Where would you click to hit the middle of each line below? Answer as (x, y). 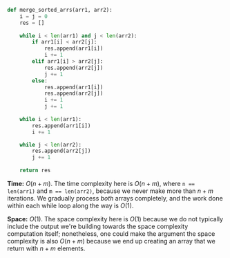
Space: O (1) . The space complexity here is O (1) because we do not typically (115, 219)
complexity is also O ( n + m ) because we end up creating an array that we (111, 241)
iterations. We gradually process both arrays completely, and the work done (115, 198)
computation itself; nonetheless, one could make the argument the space (111, 233)
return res (35, 170)
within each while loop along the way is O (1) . (70, 205)
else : (40, 81)
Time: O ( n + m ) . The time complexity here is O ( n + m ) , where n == (101, 183)
